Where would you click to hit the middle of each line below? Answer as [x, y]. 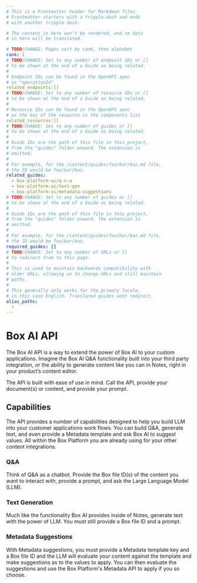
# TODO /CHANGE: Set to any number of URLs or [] [67, 252]
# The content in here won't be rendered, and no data [75, 33]
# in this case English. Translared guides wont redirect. [80, 296]
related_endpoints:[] [33, 88]
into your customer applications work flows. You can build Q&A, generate [95, 427]
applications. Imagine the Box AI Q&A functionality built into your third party [98, 359]
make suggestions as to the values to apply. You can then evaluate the [91, 562]
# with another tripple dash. [43, 22]
